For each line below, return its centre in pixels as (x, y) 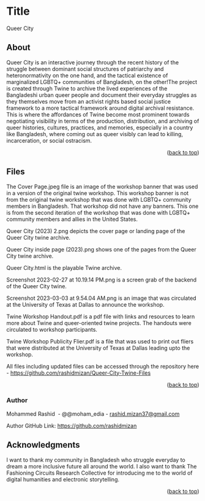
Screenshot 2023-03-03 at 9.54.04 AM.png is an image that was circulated (102, 298)
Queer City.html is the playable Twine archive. (64, 267)
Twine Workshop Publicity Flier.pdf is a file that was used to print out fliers (100, 341)
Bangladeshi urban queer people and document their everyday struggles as (102, 95)
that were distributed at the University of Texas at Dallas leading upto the (98, 348)
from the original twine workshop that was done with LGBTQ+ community (99, 199)
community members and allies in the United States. (72, 219)
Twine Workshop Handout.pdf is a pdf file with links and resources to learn (101, 316)
